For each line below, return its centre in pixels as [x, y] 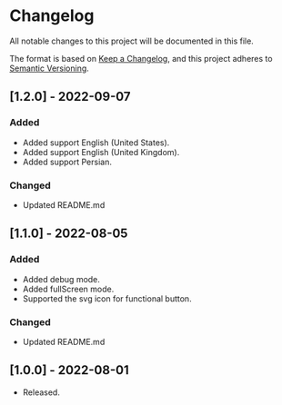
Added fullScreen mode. [68, 289]
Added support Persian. [67, 162]
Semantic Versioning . [49, 68]
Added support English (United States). [96, 143]
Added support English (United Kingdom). [101, 152]
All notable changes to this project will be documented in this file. [132, 41]
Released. [41, 392]
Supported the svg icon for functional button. [107, 298]
